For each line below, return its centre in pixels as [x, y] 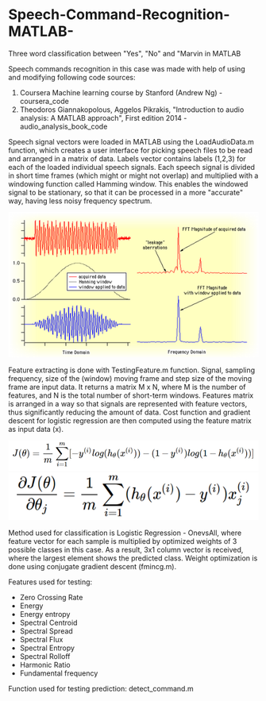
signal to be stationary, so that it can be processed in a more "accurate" [126, 192]
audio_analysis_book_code [64, 126]
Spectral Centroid [48, 622]
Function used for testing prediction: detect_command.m [101, 688]
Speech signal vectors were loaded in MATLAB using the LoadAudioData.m [131, 141]
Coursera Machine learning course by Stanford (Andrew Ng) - [121, 92]
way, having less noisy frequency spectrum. [80, 201]
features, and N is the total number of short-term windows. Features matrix [131, 395]
